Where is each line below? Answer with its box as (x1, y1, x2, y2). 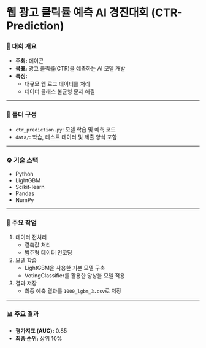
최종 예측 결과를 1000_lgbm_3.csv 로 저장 (24, 287, 121, 295)
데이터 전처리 (15, 234, 47, 241)
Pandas (15, 190, 35, 197)
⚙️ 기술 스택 (6, 156, 39, 164)
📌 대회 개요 (6, 42, 37, 51)
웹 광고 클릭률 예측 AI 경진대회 (6, 6, 149, 20)
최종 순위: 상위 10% (15, 334, 63, 342)
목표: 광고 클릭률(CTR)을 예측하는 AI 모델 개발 (15, 65, 126, 72)
